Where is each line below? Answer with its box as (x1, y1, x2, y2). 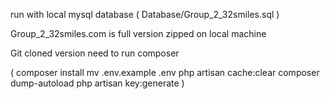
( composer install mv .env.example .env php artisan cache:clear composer (10, 67, 320, 78)
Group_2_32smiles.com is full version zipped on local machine (10, 28, 267, 39)
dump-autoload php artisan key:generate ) (10, 77, 185, 89)
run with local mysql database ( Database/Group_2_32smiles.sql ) (10, 9, 280, 20)
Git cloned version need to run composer (10, 47, 180, 59)
